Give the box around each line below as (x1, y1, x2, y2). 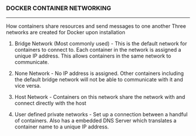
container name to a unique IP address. (14, 123, 109, 130)
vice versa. (14, 83, 41, 90)
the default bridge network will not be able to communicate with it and (14, 76, 184, 83)
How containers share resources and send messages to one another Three (6, 23, 187, 30)
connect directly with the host (14, 100, 86, 107)
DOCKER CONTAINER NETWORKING (6, 4, 111, 12)
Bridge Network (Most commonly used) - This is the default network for (14, 40, 187, 47)
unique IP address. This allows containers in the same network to (14, 52, 171, 59)
